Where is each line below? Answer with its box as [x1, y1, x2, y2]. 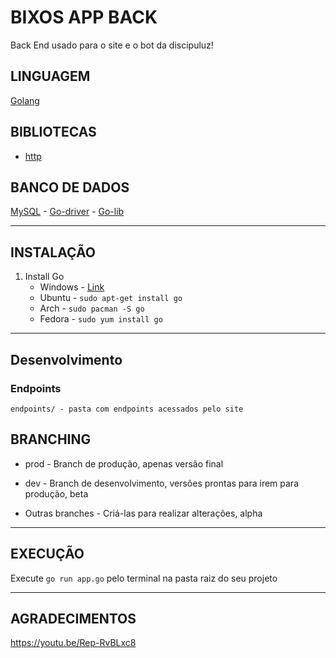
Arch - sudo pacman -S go [39, 302, 145, 315]
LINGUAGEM [10, 68, 91, 85]
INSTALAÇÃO [10, 244, 96, 261]
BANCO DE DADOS [10, 179, 130, 196]
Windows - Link [39, 281, 105, 293]
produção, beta [24, 487, 89, 500]
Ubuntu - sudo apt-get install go [39, 292, 183, 304]
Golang [10, 94, 40, 106]
